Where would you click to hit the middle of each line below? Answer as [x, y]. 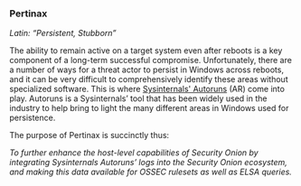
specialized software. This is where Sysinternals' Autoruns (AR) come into [147, 89]
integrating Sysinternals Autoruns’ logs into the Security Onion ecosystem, [148, 163]
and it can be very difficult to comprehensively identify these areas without [149, 79]
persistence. [33, 118]
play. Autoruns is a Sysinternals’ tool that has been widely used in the [138, 98]
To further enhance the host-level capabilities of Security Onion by [134, 153]
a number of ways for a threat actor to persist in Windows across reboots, [147, 70]
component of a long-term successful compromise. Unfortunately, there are [150, 60]
